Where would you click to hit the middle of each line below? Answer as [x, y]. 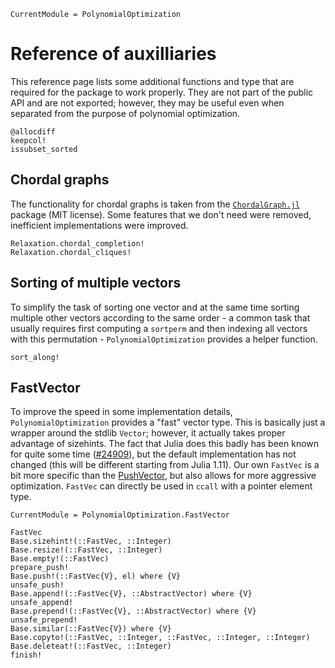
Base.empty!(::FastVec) [60, 559]
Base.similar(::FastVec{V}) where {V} [91, 629]
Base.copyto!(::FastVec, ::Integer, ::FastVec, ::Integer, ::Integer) [160, 638]
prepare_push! [40, 568]
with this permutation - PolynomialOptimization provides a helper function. [164, 339]
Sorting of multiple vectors [96, 283]
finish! [26, 655]
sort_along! [35, 357]
